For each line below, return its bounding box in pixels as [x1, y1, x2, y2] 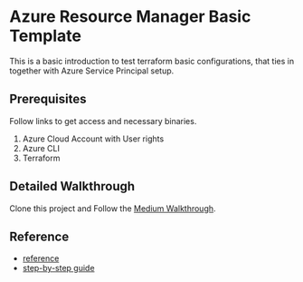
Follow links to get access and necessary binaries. [9, 115, 197, 126]
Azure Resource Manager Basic [9, 6, 251, 27]
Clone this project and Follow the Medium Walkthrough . [9, 202, 216, 214]
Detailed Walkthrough [9, 179, 136, 194]
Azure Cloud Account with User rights [22, 133, 165, 144]
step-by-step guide [22, 263, 95, 274]
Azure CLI [22, 142, 61, 153]
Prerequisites [9, 92, 87, 107]
